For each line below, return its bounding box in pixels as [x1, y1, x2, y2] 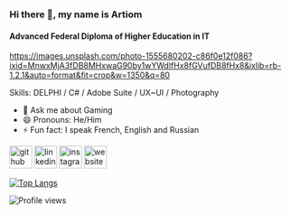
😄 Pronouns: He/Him [22, 115, 102, 126]
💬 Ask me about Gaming [22, 105, 113, 116]
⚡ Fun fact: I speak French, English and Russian [22, 125, 200, 135]
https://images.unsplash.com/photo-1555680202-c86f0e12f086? [9, 51, 253, 61]
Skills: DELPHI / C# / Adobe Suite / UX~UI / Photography [9, 88, 220, 98]
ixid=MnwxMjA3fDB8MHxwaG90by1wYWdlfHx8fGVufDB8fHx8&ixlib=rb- [9, 60, 282, 71]
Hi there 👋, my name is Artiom [9, 8, 143, 21]
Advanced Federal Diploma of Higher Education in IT [9, 31, 211, 42]
